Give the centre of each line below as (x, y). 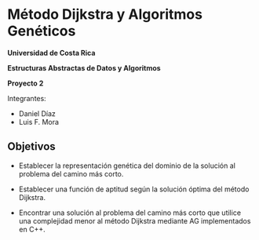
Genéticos (42, 31)
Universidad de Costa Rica (51, 53)
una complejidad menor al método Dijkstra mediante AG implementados (135, 220)
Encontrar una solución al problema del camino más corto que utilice (129, 213)
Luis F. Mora (39, 122)
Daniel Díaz (37, 113)
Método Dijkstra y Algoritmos (105, 15)
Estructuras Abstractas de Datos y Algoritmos (84, 67)
